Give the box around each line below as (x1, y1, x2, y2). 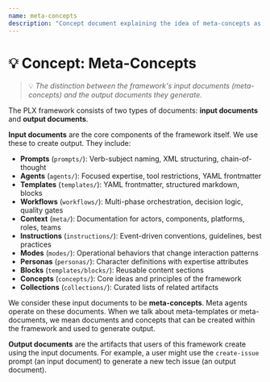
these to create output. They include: (8, 139, 131, 148)
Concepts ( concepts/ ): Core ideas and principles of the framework (19, 274, 242, 284)
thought (19, 163, 47, 172)
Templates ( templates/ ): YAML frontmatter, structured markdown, (19, 180, 240, 189)
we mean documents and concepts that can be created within (49, 315, 255, 325)
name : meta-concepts (8, 11, 78, 20)
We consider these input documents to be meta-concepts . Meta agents (8, 298, 248, 308)
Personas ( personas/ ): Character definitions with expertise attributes (19, 257, 249, 267)
